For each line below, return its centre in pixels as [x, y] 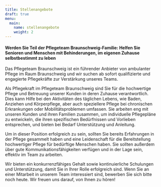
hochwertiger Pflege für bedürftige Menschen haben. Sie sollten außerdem [80, 144]
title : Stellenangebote [29, 9]
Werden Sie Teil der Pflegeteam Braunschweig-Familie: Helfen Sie [73, 48]
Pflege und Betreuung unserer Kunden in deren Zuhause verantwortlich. [77, 94]
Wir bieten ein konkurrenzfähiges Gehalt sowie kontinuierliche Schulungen [79, 164]
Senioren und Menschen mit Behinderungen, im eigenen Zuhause [72, 53]
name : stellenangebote [37, 28]
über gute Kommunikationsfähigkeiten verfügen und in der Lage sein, [74, 150]
